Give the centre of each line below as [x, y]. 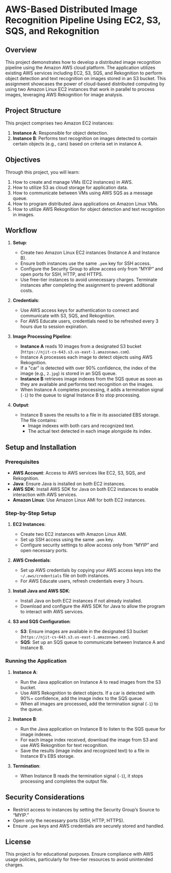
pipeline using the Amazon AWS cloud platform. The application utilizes [80, 68]
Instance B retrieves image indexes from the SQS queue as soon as [91, 379]
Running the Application [36, 661]
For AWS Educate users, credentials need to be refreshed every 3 [89, 321]
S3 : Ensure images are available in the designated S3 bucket [84, 632]
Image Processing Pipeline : [42, 336]
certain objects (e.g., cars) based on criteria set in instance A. [78, 143]
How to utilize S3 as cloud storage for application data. [70, 187]
